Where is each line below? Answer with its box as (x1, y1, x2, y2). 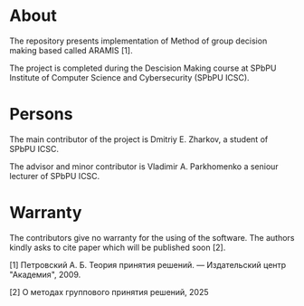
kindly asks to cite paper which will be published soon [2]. (9, 242, 226, 253)
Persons (9, 104, 73, 125)
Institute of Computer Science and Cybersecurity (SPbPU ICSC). (9, 72, 251, 82)
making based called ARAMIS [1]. (9, 44, 133, 55)
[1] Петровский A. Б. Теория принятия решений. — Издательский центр (9, 259, 287, 270)
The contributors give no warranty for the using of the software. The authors (9, 232, 295, 243)
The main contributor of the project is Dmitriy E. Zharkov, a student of (9, 133, 269, 145)
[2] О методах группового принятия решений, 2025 (9, 286, 210, 297)
